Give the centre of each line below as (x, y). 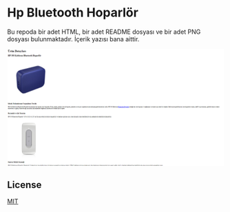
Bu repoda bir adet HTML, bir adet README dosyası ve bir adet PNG (104, 32)
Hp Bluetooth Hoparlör (73, 13)
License (24, 185)
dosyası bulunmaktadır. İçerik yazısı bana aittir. (73, 39)
